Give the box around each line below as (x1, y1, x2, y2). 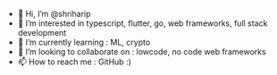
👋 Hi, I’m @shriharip (17, 9, 91, 19)
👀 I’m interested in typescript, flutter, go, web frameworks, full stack (17, 18, 268, 29)
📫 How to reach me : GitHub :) (17, 56, 132, 67)
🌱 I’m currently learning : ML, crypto (17, 37, 151, 47)
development (17, 28, 67, 37)
